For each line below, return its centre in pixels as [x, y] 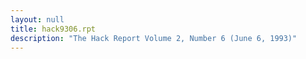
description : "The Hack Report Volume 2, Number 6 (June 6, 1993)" [154, 38]
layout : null [37, 19]
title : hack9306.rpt [53, 29]
